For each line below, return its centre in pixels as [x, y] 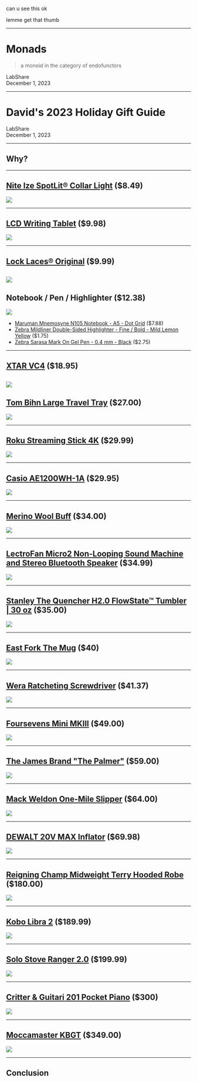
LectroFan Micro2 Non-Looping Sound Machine [95, 554]
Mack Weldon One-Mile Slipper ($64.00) [82, 799]
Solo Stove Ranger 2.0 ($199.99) [67, 959]
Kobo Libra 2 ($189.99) [49, 922]
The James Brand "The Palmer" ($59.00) [83, 761]
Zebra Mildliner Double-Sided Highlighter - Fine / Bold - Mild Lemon [96, 329]
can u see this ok [27, 9]
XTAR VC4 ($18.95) [42, 366]
